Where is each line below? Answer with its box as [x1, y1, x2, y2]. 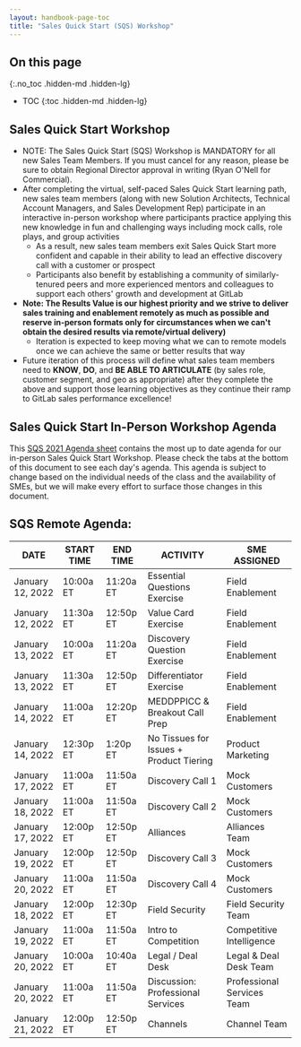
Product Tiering [147, 754, 213, 766]
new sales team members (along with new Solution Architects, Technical [21, 194, 290, 204]
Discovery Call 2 [147, 800, 217, 812]
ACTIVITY [160, 549, 204, 561]
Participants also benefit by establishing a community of [35, 270, 244, 281]
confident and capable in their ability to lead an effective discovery [35, 250, 282, 261]
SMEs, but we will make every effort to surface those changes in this [9, 480, 262, 491]
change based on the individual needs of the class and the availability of [9, 472, 276, 482]
